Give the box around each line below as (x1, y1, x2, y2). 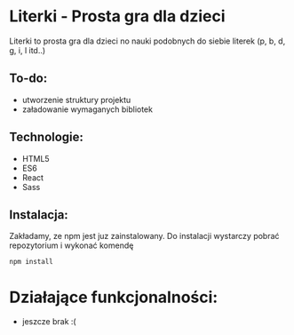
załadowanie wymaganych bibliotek (21, 104, 154, 115)
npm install (9, 258, 53, 267)
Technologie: (9, 130, 84, 145)
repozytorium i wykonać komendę (9, 240, 134, 251)
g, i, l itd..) (9, 44, 46, 55)
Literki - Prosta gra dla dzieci (9, 6, 226, 27)
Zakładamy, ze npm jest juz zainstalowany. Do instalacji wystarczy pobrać (9, 231, 280, 242)
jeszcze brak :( (21, 316, 77, 327)
